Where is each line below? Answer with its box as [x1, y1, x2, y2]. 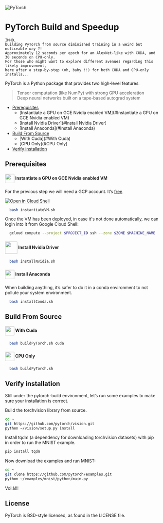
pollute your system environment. [5, 290, 72, 295]
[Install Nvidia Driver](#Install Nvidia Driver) [19, 120, 107, 126]
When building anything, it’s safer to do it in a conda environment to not [5, 284, 148, 290]
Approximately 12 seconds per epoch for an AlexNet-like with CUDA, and [5, 50, 156, 56]
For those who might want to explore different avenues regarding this [5, 59, 153, 64]
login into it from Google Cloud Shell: [5, 221, 79, 227]
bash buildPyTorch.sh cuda [9, 341, 64, 346]
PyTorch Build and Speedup [5, 22, 119, 33]
